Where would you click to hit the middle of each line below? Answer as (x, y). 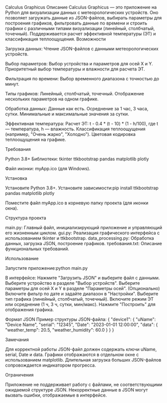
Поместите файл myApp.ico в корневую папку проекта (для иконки (77, 203)
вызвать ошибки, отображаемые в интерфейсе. (56, 395)
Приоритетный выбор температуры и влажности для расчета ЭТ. (75, 69)
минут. (12, 84)
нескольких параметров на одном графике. (52, 99)
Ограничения (19, 375)
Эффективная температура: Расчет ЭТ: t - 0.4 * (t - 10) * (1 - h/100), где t (82, 124)
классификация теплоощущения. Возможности (56, 39)
